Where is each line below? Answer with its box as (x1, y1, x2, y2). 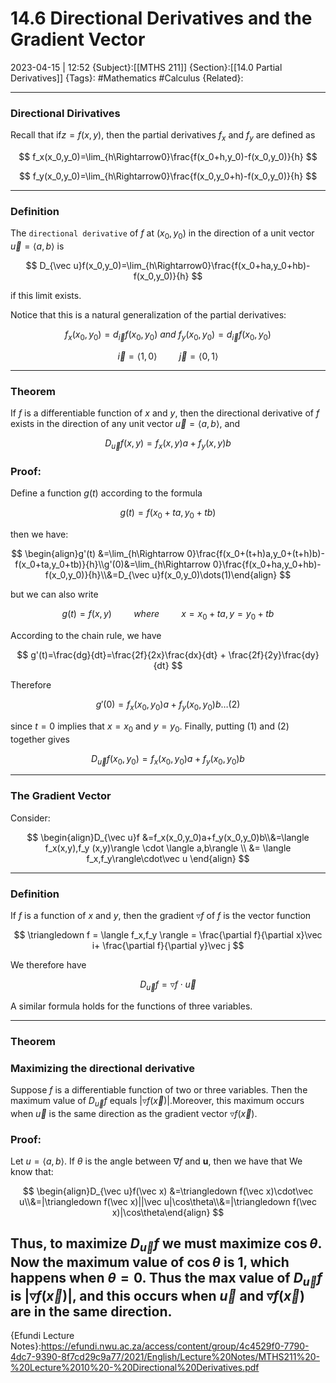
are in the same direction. (10, 1303, 173, 1320)
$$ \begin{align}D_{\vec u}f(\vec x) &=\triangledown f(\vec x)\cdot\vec (22, 1185, 314, 1197)
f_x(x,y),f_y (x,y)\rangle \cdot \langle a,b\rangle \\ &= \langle (44, 842, 292, 854)
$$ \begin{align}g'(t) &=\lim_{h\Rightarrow (11, 548, 185, 560)
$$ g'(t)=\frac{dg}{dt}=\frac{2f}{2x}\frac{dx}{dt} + (16, 648, 227, 661)
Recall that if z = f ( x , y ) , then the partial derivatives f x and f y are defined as (10, 129, 316, 144)
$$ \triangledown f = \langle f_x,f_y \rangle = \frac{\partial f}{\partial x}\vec (13, 928, 323, 941)
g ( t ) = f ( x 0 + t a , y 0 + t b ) (119, 507, 217, 521)
